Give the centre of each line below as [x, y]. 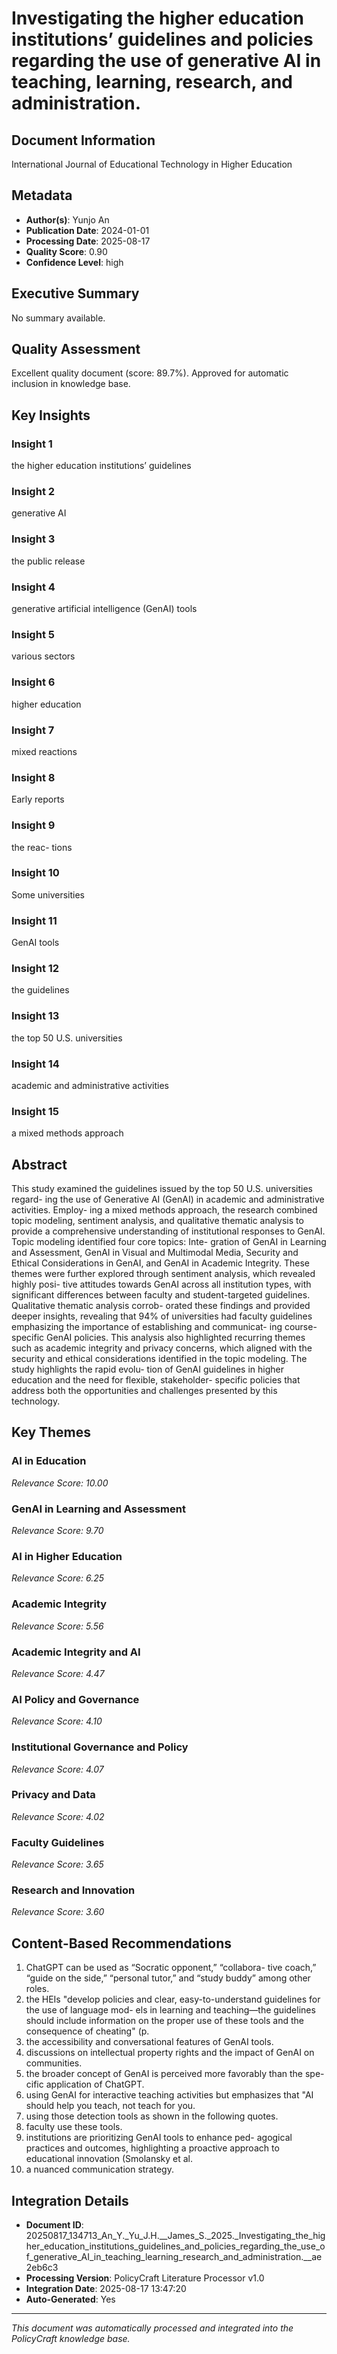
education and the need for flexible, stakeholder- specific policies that [156, 1380]
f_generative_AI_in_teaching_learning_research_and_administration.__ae [174, 2257]
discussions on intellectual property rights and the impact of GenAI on [170, 2053]
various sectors [43, 656]
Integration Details [70, 2200]
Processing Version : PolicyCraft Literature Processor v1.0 [145, 2278]
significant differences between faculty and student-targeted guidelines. [161, 1295]
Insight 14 [35, 1064]
